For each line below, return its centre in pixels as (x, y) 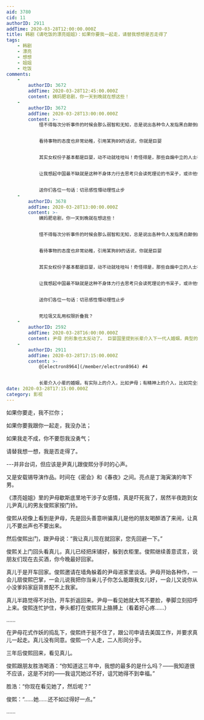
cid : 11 (16, 18)
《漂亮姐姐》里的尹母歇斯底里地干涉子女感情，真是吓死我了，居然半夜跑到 (99, 497)
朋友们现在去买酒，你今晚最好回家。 (52, 559)
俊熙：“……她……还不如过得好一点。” (51, 699)
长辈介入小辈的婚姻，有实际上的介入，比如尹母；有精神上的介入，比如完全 (118, 383)
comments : (19, 74)
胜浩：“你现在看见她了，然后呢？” (49, 686)
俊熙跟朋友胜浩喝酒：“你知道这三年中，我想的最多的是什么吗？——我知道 (98, 665)
